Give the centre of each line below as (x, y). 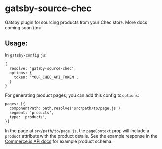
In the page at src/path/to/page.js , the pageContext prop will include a (77, 130)
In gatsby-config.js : (26, 55)
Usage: (17, 43)
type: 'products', (29, 117)
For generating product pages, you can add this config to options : (72, 95)
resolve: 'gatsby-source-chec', (43, 68)
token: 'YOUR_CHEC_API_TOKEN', (46, 77)
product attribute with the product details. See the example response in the (81, 136)
